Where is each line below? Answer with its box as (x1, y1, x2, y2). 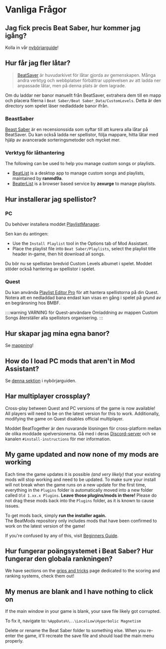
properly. (5, 638, 24, 644)
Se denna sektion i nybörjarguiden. (5, 378, 77, 384)
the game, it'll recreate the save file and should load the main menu (17, 633, 155, 639)
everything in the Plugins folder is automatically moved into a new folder (5, 487, 153, 493)
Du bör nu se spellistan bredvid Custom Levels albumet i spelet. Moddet (5, 261, 152, 267)
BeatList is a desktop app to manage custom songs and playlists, (12, 170, 145, 176)
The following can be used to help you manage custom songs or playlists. (5, 161, 156, 167)
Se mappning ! (5, 343, 34, 349)
